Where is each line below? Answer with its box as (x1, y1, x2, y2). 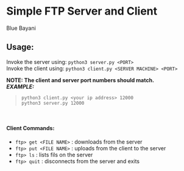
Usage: (6, 42, 35, 52)
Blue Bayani (6, 24, 37, 32)
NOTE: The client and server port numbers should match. (6, 76, 154, 83)
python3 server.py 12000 (21, 100, 85, 106)
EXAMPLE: (6, 83, 35, 90)
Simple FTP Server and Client (6, 4, 157, 18)
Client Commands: (6, 125, 55, 132)
